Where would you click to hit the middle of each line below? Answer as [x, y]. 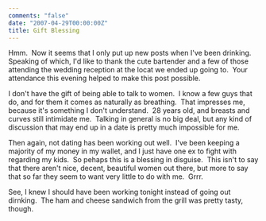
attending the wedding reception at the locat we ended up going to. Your [128, 70]
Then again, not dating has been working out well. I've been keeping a [124, 143]
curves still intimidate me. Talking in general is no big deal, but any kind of [130, 119]
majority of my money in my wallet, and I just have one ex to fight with [122, 151]
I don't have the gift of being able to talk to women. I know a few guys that [130, 94]
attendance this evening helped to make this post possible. [104, 78]
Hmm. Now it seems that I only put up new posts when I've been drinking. [130, 53]
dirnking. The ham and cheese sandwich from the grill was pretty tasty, [126, 200]
